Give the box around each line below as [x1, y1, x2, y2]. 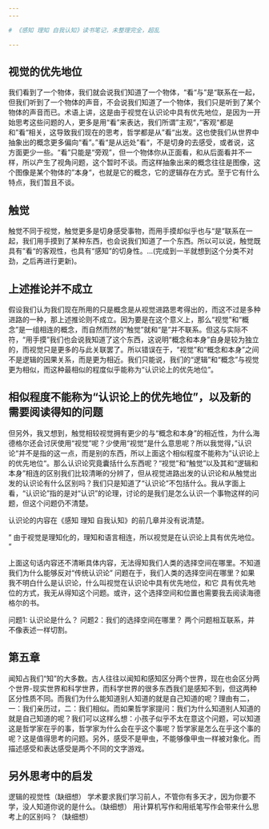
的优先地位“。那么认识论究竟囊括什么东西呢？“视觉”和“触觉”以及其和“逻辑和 [8, 458, 259, 468]
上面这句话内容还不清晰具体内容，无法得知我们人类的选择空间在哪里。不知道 [8, 557, 261, 567]
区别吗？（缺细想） [29, 812, 93, 822]
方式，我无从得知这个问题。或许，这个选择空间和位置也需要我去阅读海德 [22, 588, 261, 598]
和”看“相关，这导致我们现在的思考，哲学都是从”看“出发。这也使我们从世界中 [8, 127, 259, 137]
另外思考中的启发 [8, 769, 93, 783]
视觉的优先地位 [8, 65, 82, 78]
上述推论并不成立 [8, 282, 93, 296]
